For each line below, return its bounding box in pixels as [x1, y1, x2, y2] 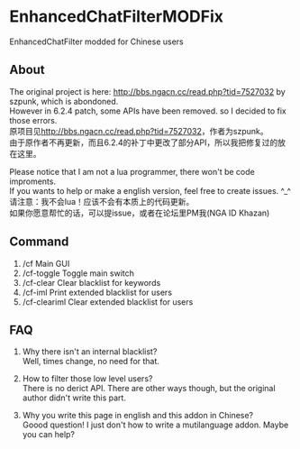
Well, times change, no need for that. [22, 356, 160, 367]
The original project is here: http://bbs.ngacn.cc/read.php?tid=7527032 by [9, 86, 286, 96]
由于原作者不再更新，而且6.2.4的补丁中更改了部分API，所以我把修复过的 [9, 137, 278, 148]
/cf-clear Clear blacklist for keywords [22, 277, 161, 288]
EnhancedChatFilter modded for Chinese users [9, 36, 184, 47]
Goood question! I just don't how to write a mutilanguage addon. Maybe [22, 419, 289, 430]
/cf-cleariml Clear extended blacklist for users [22, 296, 194, 307]
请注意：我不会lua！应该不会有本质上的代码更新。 [9, 196, 195, 206]
